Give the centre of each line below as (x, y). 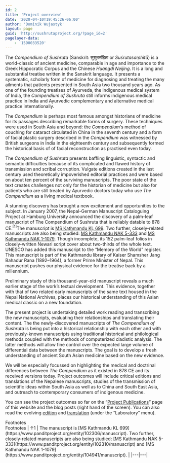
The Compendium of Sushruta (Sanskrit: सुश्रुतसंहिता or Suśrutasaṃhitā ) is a (82, 57)
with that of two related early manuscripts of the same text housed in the (81, 292)
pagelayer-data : (22, 39)
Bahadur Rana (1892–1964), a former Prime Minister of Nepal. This (74, 260)
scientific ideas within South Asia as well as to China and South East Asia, (82, 387)
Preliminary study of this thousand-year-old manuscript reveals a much (80, 281)
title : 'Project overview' (34, 15)
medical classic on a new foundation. (44, 303)
